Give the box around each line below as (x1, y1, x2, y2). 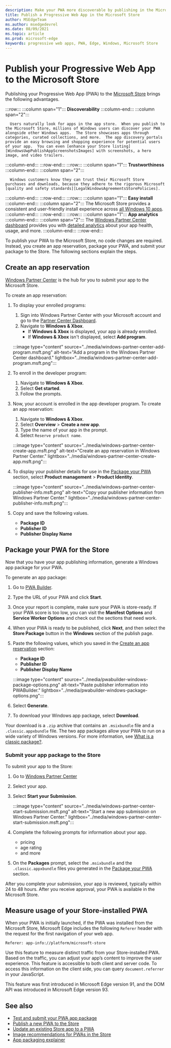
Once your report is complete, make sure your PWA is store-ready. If (12, 604, 157, 610)
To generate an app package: (5, 574, 67, 581)
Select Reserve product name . (20, 432, 82, 438)
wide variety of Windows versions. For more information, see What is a (5, 733, 154, 739)
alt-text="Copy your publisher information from (65, 489, 164, 495)
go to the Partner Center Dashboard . (20, 317, 97, 323)
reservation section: (12, 646, 55, 652)
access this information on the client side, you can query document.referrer (5, 966, 164, 972)
